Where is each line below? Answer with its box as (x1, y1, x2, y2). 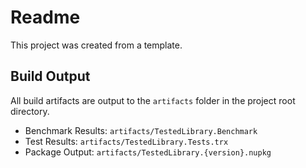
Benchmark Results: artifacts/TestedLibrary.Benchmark (24, 124, 258, 136)
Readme (10, 6, 81, 29)
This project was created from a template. (10, 39, 183, 51)
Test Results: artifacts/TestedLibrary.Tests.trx (24, 135, 229, 147)
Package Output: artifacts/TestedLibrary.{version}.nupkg (24, 146, 272, 158)
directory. (10, 105, 50, 117)
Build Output (10, 68, 91, 85)
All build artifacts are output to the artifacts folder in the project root (10, 94, 296, 106)
